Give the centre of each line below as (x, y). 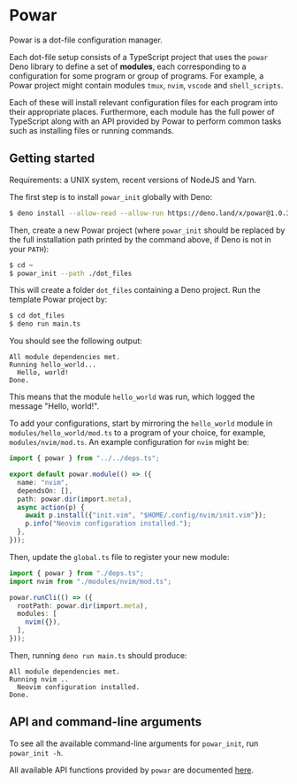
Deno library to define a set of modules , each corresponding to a (128, 66)
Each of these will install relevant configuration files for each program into (144, 102)
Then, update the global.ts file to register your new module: (119, 557)
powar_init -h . (36, 752)
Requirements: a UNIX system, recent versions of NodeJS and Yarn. (133, 180)
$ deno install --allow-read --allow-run (87, 213)
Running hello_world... (53, 365)
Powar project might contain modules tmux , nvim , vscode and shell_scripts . (146, 85)
